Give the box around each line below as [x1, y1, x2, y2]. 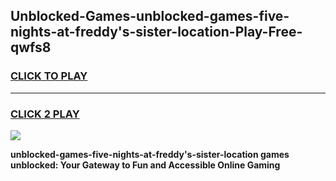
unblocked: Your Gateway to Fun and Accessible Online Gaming [10, 159, 281, 171]
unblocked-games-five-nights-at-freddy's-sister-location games [10, 148, 290, 160]
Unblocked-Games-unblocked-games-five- [10, 8, 290, 25]
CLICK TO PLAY [10, 69, 88, 83]
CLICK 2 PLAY [10, 107, 80, 121]
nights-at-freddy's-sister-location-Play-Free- [10, 24, 303, 41]
